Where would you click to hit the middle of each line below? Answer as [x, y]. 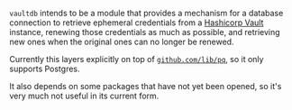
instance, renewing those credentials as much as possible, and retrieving [145, 32]
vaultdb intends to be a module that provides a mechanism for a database [146, 13]
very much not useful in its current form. [84, 96]
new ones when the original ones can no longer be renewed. [122, 41]
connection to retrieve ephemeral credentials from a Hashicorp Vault [137, 23]
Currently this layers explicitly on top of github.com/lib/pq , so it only [137, 59]
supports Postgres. [45, 69]
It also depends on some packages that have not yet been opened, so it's [146, 86]
